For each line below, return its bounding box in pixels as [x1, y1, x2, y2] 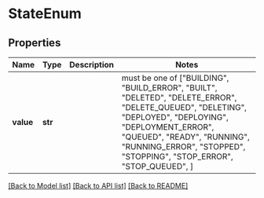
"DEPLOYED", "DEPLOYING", [121, 112, 229, 123]
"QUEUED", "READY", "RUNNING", [121, 131, 250, 142]
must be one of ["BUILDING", [121, 72, 229, 83]
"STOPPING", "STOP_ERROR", [121, 151, 233, 162]
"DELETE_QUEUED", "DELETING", [121, 102, 247, 112]
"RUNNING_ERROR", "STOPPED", [121, 141, 246, 152]
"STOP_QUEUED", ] [121, 161, 194, 171]
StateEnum [8, 5, 82, 23]
